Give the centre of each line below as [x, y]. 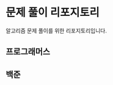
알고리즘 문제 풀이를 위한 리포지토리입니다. [56, 31]
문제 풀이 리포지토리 [53, 13]
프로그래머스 [28, 52]
